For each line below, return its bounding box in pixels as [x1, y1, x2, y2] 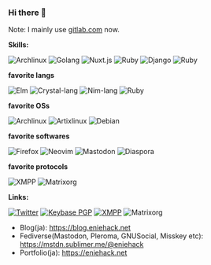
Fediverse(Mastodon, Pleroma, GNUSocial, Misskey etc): [19, 231, 204, 241]
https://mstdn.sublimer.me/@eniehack [19, 240, 144, 249]
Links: [8, 193, 29, 202]
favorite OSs [8, 101, 50, 111]
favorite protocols [8, 162, 68, 171]
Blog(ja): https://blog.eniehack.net [19, 223, 131, 233]
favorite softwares [8, 131, 70, 141]
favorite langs [8, 71, 55, 80]
